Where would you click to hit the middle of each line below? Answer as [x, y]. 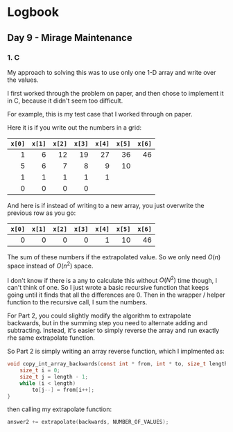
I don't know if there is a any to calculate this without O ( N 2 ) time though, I [112, 279]
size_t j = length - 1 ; [54, 377]
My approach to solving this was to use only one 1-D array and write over [112, 72]
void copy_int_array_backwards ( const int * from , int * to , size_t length [118, 364]
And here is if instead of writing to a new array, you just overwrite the [106, 205]
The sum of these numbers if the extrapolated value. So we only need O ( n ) [114, 257]
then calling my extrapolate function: [60, 409]
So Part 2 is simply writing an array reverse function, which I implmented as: [116, 352]
